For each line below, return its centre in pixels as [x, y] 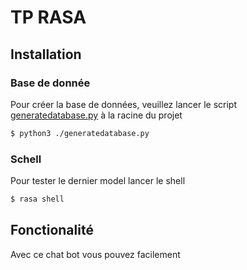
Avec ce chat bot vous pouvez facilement [95, 254]
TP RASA [48, 17]
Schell [26, 159]
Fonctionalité [52, 230]
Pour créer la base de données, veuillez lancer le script [123, 104]
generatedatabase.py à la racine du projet [96, 115]
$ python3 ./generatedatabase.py [80, 133]
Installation [46, 54]
